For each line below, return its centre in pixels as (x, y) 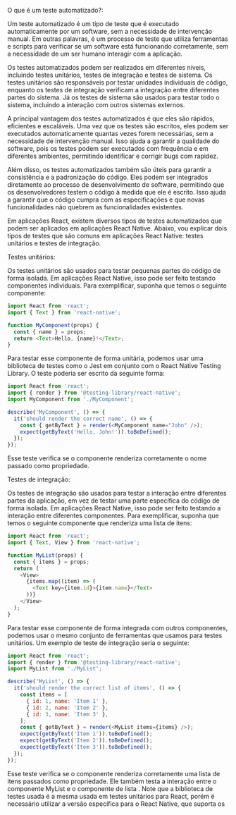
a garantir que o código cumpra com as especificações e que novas (106, 200)
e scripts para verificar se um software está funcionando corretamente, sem (118, 46)
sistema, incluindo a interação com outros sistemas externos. (96, 105)
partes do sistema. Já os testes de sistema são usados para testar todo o (113, 97)
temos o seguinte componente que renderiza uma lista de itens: (100, 523)
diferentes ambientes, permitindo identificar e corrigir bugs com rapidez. (113, 156)
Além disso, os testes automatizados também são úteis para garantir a (109, 170)
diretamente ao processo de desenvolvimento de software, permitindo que (116, 185)
